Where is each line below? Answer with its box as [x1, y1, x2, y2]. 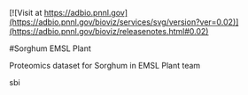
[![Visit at [9, 8, 43, 18]
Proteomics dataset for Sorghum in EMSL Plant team [9, 61, 201, 70]
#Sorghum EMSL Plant [9, 43, 91, 54]
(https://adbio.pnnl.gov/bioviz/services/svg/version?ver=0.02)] [9, 17, 239, 27]
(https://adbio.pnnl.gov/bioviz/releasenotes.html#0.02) [9, 26, 209, 36]
